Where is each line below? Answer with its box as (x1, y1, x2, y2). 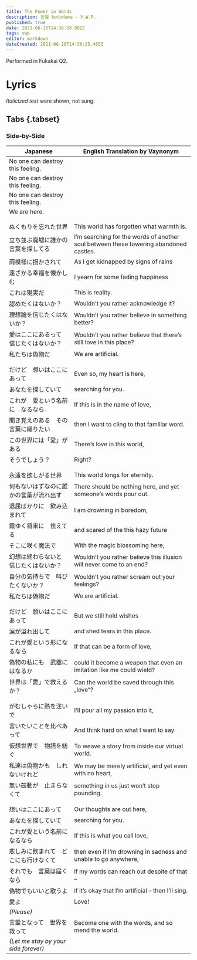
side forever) (9, 944, 45, 952)
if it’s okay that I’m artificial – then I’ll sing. (74, 886, 188, 894)
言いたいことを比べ (9, 722, 63, 730)
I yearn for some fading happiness (74, 273, 168, 281)
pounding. (74, 789, 102, 797)
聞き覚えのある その (9, 416, 69, 424)
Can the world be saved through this (74, 678, 174, 686)
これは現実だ (9, 289, 45, 297)
